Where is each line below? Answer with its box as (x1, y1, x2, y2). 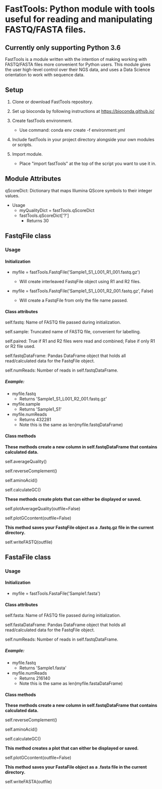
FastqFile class (5, 232, 51, 240)
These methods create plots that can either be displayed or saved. (5, 496, 142, 502)
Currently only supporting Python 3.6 (5, 43, 121, 52)
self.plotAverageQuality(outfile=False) (5, 505, 81, 511)
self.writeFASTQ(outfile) (5, 539, 53, 545)
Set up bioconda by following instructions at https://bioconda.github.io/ (12, 108, 155, 114)
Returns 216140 (19, 675, 50, 681)
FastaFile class (5, 553, 51, 561)
